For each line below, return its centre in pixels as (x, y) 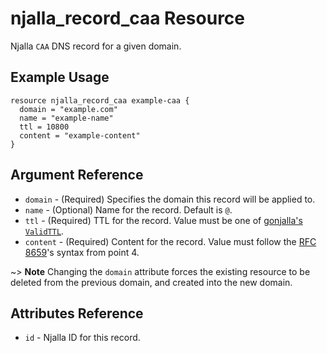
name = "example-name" (66, 118)
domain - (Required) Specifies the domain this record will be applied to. (170, 199)
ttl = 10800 (44, 127)
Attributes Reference (77, 313)
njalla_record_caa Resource (128, 18)
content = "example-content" (80, 135)
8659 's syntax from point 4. (82, 252)
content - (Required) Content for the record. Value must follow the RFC (170, 241)
